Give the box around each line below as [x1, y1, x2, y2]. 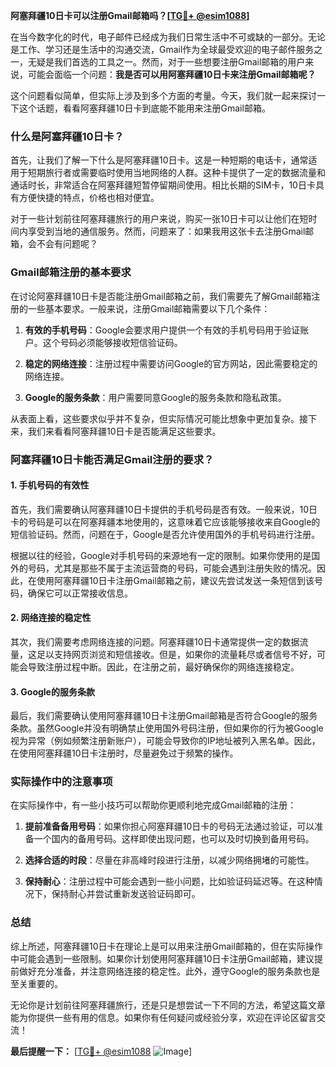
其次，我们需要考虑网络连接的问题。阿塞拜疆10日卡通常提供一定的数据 [10, 635, 300, 648]
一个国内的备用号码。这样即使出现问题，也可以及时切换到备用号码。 [33, 833, 315, 845]
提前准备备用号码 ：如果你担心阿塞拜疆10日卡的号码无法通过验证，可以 [24, 820, 315, 833]
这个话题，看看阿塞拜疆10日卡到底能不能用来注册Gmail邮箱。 [18, 102, 271, 114]
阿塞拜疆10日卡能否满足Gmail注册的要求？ [10, 452, 215, 466]
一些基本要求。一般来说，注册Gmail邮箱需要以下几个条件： [27, 302, 271, 314]
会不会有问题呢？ [27, 238, 98, 250]
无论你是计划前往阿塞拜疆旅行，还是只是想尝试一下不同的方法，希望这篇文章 [10, 999, 326, 1011]
